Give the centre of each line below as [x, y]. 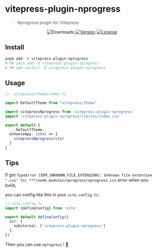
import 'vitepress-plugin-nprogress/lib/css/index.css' [63, 116]
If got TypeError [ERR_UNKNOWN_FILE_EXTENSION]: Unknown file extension [79, 175]
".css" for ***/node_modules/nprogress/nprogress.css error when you [77, 180]
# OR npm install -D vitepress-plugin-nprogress [55, 68]
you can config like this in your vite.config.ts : [52, 194]
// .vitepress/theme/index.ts [36, 94]
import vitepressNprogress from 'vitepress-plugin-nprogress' [69, 112]
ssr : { [16, 221]
